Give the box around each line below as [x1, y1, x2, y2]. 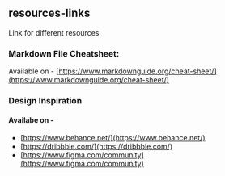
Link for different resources [8, 27, 100, 37]
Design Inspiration [8, 95, 83, 107]
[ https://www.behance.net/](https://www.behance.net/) [19, 133, 206, 143]
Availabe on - [8, 115, 54, 124]
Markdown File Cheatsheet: [8, 48, 120, 59]
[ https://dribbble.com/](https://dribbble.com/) [19, 141, 173, 152]
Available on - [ [8, 66, 59, 76]
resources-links [8, 6, 91, 20]
